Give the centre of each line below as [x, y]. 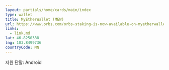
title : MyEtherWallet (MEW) [35, 19]
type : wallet [19, 15]
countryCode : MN [22, 47]
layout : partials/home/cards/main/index [48, 10]
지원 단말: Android [23, 62]
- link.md [20, 33]
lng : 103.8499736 [23, 43]
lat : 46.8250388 [22, 38]
